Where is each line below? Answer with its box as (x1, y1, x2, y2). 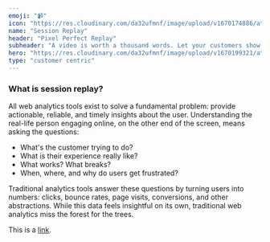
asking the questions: (8, 127, 80, 137)
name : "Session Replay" (8, 27, 88, 35)
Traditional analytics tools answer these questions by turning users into (8, 184, 244, 194)
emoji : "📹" (8, 11, 47, 20)
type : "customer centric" (8, 57, 95, 65)
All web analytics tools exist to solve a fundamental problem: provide (8, 101, 236, 111)
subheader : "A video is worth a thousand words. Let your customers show (8, 42, 261, 50)
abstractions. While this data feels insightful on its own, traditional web (8, 201, 243, 211)
